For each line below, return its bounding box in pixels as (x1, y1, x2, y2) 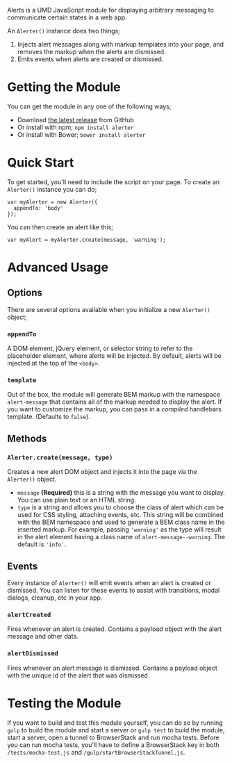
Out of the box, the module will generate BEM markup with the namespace (7, 391, 221, 399)
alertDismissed (7, 650, 59, 657)
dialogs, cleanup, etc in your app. (7, 593, 103, 602)
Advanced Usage (7, 260, 109, 275)
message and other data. (7, 632, 78, 641)
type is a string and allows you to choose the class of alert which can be (17, 503, 224, 511)
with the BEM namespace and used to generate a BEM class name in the (17, 518, 225, 527)
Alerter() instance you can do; (7, 185, 97, 193)
